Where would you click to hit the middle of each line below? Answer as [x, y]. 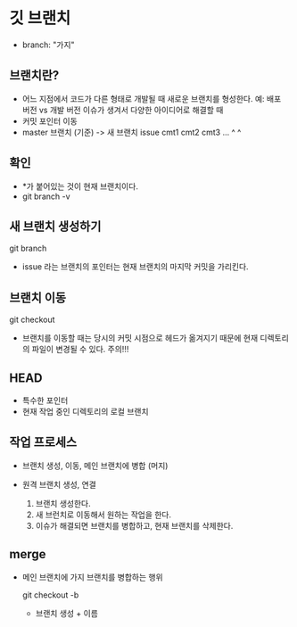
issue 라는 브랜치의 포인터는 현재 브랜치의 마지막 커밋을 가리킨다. [135, 267]
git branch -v [46, 196]
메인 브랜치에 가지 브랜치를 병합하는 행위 [92, 577]
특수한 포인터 [45, 400]
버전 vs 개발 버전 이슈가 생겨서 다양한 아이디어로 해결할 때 [123, 110]
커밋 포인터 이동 [49, 120]
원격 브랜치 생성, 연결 [59, 484]
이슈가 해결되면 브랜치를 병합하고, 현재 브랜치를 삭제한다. [134, 525]
